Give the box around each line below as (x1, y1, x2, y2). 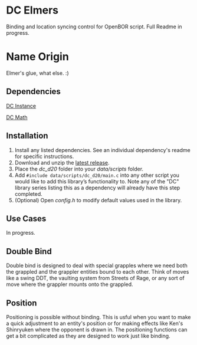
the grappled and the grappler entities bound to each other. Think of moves (6, 268, 189, 275)
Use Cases (6, 213, 47, 224)
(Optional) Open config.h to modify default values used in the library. (14, 196, 182, 203)
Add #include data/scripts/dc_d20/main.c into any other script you (14, 172, 180, 179)
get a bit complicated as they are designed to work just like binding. (6, 332, 170, 339)
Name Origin (6, 50, 69, 64)
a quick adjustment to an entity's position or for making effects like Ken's (6, 320, 183, 327)
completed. (14, 190, 42, 198)
